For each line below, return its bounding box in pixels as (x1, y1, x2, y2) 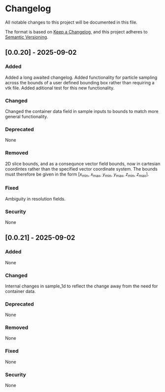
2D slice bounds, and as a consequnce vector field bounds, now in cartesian (5, 161, 161, 167)
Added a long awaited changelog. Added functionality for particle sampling (5, 74, 158, 80)
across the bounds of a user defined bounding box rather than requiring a (5, 79, 155, 85)
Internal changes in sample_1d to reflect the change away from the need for (5, 283, 158, 289)
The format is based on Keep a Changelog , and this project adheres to (5, 29, 148, 35)
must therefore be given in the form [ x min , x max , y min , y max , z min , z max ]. (5, 171, 149, 178)
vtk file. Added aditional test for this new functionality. (5, 85, 115, 91)
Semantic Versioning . (5, 34, 48, 40)
